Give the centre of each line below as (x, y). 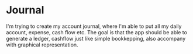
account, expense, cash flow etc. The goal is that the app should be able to (96, 32)
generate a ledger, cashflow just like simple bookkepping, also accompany (96, 38)
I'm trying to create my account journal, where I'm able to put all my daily (94, 26)
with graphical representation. (42, 45)
